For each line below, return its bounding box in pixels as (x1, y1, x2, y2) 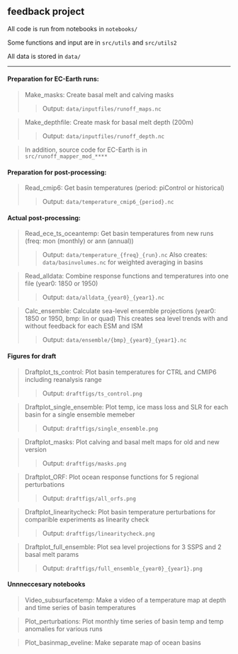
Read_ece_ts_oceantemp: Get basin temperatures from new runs (24, 230, 214, 238)
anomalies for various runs (24, 624, 103, 633)
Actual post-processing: (7, 213, 81, 222)
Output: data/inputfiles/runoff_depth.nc (42, 132, 165, 140)
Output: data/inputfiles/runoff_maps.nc (42, 104, 161, 113)
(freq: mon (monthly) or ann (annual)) (24, 237, 135, 245)
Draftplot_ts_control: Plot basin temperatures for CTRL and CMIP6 (24, 368, 217, 376)
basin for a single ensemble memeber (24, 410, 135, 419)
